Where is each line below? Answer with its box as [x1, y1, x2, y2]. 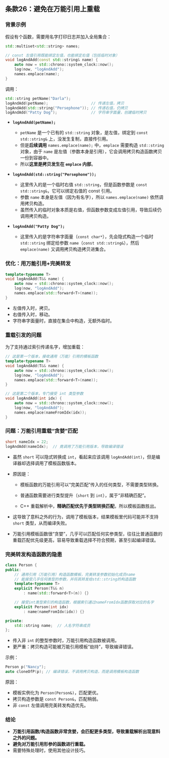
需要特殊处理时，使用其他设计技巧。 [12, 747, 88, 753]
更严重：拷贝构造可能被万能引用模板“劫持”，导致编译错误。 [12, 644, 136, 650]
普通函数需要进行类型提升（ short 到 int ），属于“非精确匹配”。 [20, 492, 149, 498]
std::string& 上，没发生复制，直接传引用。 [20, 136, 111, 142]
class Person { [5, 562, 37, 567]
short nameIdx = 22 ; [5, 439, 49, 444]
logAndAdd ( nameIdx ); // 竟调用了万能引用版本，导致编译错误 [5, 444, 124, 449]
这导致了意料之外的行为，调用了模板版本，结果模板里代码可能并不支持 [12, 513, 159, 519]
